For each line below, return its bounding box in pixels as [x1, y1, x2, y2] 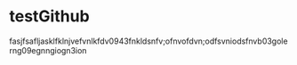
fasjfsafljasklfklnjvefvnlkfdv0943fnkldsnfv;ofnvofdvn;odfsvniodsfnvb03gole [9, 36, 288, 46]
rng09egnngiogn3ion [9, 45, 87, 55]
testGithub [9, 6, 91, 27]
